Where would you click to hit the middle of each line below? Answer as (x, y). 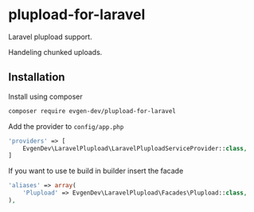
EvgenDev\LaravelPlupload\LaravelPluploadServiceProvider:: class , (135, 148)
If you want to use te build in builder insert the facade (96, 171)
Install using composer (45, 96)
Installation (37, 77)
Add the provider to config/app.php (66, 126)
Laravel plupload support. (51, 37)
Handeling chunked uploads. (55, 52)
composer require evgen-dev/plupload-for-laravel (92, 111)
